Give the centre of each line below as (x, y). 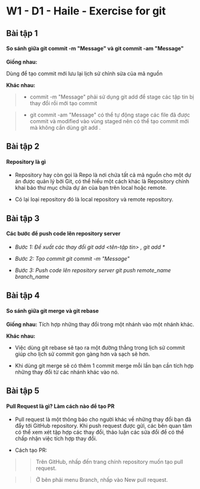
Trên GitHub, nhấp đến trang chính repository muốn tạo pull (110, 462)
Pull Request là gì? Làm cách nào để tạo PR (60, 406)
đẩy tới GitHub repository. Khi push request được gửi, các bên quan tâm (103, 426)
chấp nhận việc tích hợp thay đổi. (56, 439)
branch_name (32, 276)
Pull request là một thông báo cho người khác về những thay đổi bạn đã (103, 419)
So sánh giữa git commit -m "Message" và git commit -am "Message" (95, 49)
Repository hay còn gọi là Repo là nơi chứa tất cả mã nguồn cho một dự (103, 175)
